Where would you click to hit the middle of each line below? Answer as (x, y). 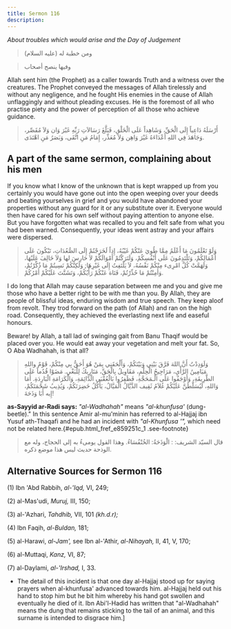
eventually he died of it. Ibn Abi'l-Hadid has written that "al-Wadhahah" (118, 603)
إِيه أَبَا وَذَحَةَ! (39, 393)
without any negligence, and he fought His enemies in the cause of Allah (110, 94)
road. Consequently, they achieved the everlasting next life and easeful (108, 315)
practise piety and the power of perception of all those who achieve (103, 109)
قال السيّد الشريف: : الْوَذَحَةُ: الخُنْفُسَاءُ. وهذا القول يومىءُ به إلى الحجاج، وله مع (123, 442)
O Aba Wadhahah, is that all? (48, 351)
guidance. (21, 116)
